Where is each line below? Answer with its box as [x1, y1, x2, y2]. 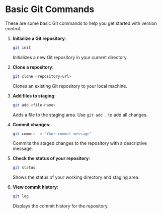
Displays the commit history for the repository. [12, 203, 109, 209]
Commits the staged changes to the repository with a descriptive [12, 140, 147, 146]
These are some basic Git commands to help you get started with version [5, 20, 157, 26]
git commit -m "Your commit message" [12, 131, 92, 136]
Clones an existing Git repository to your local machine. [12, 83, 127, 89]
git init [12, 45, 31, 50]
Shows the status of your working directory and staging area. [12, 174, 140, 180]
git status [12, 165, 36, 170]
